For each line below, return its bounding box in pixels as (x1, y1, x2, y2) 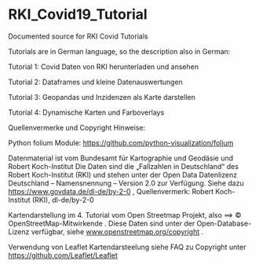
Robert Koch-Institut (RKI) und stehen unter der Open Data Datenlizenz (8, 170, 238, 179)
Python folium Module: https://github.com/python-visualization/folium (8, 138, 234, 147)
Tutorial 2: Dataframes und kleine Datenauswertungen (8, 77, 183, 86)
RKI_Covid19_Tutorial (8, 6, 148, 24)
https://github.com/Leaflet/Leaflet (8, 250, 118, 260)
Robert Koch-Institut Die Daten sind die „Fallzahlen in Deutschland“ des (8, 161, 239, 171)
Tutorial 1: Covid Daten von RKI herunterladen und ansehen (8, 61, 199, 72)
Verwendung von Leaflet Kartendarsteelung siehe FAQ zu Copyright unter (8, 242, 246, 251)
